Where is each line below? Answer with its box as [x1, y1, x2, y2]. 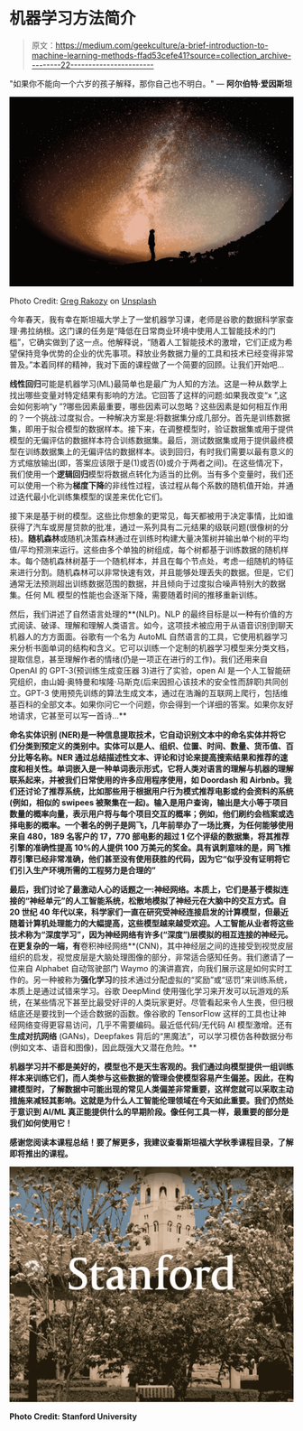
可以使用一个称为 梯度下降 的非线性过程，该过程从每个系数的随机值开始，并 [9, 479, 286, 490]
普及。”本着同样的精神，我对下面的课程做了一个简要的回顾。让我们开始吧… [9, 358, 285, 370]
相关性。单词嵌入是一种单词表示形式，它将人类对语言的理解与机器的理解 [24, 763, 294, 774]
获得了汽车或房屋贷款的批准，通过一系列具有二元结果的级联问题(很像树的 [9, 521, 281, 533]
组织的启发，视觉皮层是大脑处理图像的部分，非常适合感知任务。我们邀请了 [9, 952, 286, 962]
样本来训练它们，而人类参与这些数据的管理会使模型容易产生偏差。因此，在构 [9, 1072, 294, 1083]
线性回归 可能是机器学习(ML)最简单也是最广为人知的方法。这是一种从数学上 [9, 378, 288, 389]
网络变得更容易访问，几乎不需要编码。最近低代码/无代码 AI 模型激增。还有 [16, 1019, 293, 1030]
